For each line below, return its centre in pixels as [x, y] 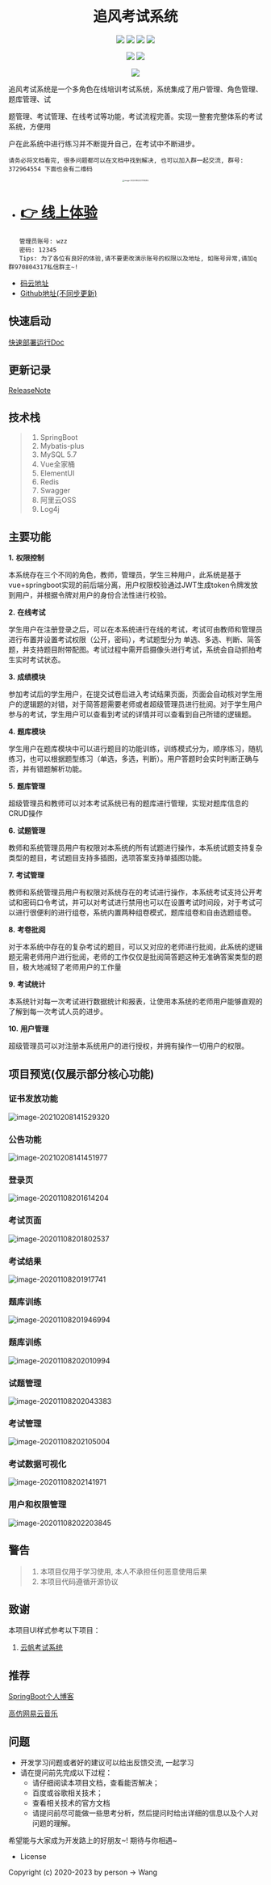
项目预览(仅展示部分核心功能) [81, 1074]
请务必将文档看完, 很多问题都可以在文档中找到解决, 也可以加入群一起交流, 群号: [126, 160]
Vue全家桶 [57, 464]
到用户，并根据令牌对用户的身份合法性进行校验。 [90, 595]
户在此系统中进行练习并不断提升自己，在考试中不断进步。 [104, 143]
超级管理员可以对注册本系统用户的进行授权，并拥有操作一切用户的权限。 [128, 1046]
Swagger [55, 491]
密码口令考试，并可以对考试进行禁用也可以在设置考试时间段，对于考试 [139, 902]
